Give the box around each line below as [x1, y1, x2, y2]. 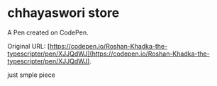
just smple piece [7, 70, 55, 79]
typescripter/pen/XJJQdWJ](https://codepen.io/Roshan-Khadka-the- [7, 49, 211, 58]
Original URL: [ [7, 42, 50, 50]
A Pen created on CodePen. [7, 28, 89, 37]
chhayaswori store [7, 5, 120, 21]
